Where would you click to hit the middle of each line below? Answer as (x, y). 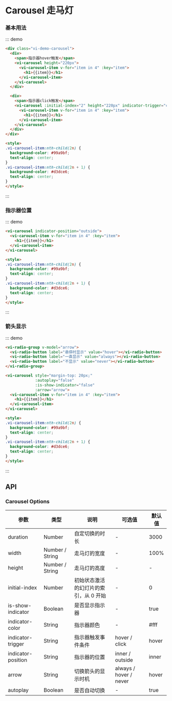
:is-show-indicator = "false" (65, 385)
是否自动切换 (90, 690)
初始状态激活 (90, 580)
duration (18, 537)
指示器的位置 (90, 657)
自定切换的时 (90, 533)
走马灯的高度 (90, 568)
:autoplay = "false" (55, 380)
